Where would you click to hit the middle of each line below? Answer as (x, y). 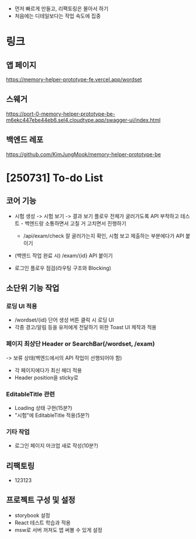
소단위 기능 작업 (33, 288)
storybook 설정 (32, 515)
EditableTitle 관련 (31, 394)
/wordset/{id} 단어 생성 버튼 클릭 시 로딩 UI (64, 320)
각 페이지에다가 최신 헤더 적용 (48, 370)
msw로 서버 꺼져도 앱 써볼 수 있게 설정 (58, 530)
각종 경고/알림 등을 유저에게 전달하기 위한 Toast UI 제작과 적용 (85, 327)
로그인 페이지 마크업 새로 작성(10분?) (56, 445)
